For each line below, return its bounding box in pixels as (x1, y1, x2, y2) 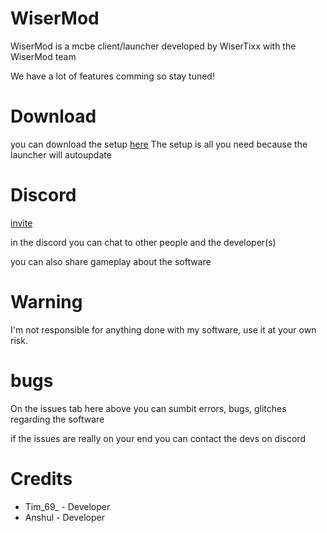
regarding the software (10, 413, 105, 425)
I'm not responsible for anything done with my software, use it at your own (10, 323, 317, 336)
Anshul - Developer (24, 511, 105, 523)
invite (10, 217, 33, 229)
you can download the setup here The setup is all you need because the (10, 138, 308, 150)
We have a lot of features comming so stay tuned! (10, 70, 215, 82)
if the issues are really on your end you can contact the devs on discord (10, 432, 306, 444)
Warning (10, 291, 83, 313)
